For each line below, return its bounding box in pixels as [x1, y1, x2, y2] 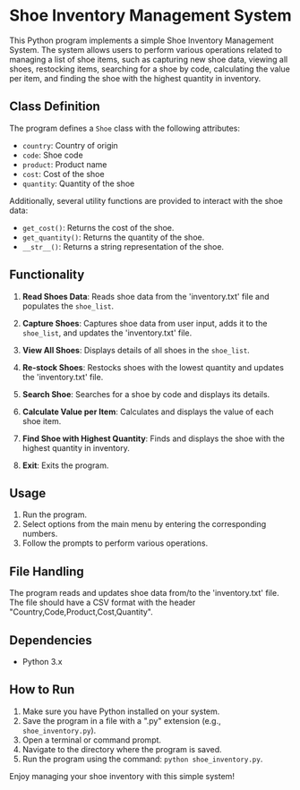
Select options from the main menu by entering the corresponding [21, 519, 267, 530]
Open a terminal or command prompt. [21, 735, 162, 745]
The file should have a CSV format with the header [9, 597, 196, 608]
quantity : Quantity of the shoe [21, 178, 135, 189]
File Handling [9, 564, 85, 579]
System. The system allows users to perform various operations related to [9, 44, 282, 55]
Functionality [9, 268, 85, 283]
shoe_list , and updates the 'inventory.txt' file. [21, 327, 193, 338]
